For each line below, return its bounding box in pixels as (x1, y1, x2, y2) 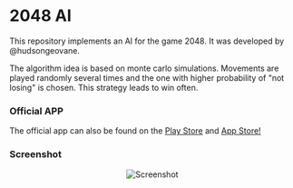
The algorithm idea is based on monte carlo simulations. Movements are (9, 63, 279, 74)
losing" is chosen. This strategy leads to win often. (9, 82, 199, 93)
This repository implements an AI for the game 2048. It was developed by (9, 35, 285, 46)
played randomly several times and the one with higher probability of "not (9, 72, 285, 83)
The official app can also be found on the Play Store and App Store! (9, 125, 261, 136)
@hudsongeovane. (9, 45, 80, 55)
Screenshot (9, 148, 62, 161)
